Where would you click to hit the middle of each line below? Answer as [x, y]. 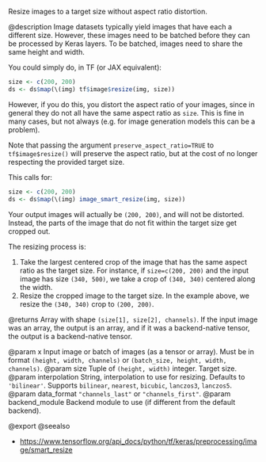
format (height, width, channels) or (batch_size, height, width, [118, 360]
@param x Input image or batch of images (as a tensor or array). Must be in [131, 351]
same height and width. [46, 52]
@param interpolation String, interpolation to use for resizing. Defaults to [127, 376]
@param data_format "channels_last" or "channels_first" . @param [120, 393]
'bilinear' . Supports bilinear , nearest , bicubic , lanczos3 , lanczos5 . [120, 385]
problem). [24, 129]
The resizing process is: [47, 246]
